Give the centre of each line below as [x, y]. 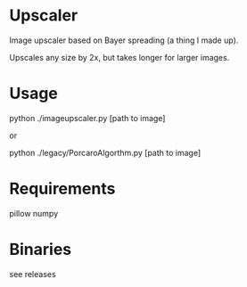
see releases [33, 274]
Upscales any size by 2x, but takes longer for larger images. [119, 57]
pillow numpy [34, 213]
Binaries [41, 250]
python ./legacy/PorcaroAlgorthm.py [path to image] [105, 152]
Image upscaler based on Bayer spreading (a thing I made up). [124, 40]
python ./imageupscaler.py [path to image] [87, 118]
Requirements [62, 189]
